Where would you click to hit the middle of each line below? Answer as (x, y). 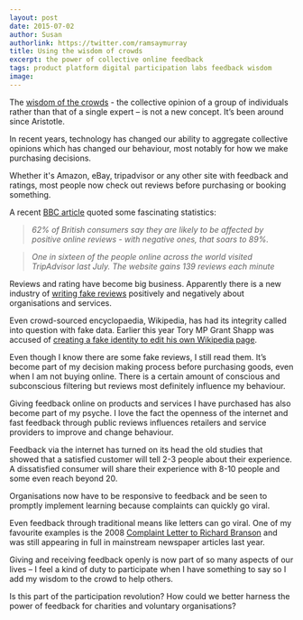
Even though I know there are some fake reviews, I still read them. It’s (138, 356)
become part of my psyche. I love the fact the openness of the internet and (149, 412)
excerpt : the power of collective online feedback (106, 60)
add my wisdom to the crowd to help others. (92, 578)
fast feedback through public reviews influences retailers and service (138, 422)
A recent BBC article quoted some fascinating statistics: (113, 212)
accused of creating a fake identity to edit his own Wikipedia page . (133, 339)
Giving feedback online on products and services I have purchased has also (150, 403)
